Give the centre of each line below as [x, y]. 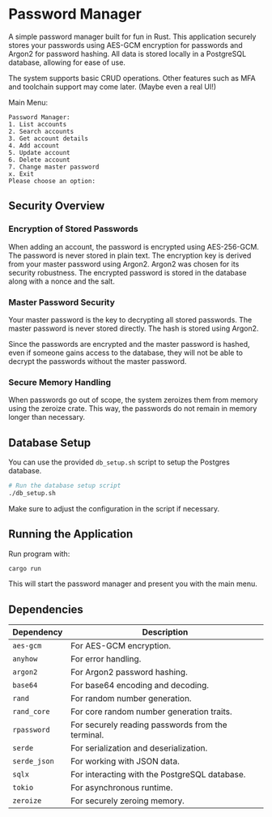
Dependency [38, 632]
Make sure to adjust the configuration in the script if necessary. [114, 508]
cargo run [25, 568]
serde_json [33, 761]
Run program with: [39, 554]
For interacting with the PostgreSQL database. [158, 775]
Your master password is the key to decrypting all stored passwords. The [130, 319]
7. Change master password [54, 167]
